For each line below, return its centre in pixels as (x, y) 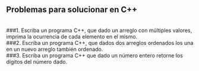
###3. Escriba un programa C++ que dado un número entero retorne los (94, 55)
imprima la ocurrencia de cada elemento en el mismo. (72, 36)
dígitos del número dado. (37, 62)
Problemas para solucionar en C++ (72, 10)
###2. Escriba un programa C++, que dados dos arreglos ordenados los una (100, 43)
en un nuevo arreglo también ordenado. (55, 49)
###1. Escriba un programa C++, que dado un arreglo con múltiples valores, (99, 30)
